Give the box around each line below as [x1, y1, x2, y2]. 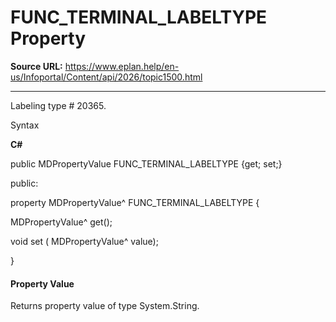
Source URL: [10, 60, 63, 72]
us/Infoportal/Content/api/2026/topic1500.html [10, 71, 203, 83]
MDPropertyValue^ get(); [10, 216, 113, 228]
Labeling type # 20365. [10, 99, 107, 111]
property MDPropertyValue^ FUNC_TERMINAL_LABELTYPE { [10, 196, 260, 208]
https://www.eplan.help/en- [64, 60, 180, 72]
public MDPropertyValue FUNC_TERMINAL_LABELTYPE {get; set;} [10, 157, 283, 170]
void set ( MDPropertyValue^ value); [10, 235, 159, 247]
